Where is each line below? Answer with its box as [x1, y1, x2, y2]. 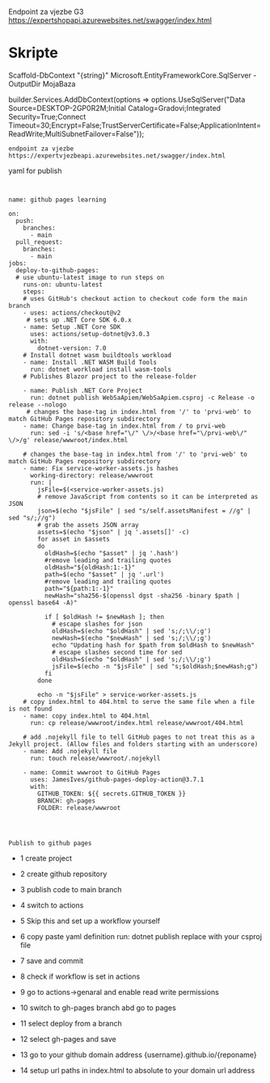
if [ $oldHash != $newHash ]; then [44, 613, 164, 621]
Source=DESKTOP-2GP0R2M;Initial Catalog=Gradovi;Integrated [8, 103, 221, 112]
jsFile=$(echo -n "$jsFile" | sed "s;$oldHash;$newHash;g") [51, 662, 259, 670]
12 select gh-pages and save [19, 1034, 116, 1043]
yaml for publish [8, 166, 62, 175]
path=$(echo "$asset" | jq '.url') [44, 570, 164, 579]
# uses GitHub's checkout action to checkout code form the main [23, 294, 248, 302]
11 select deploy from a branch [19, 1018, 123, 1028]
